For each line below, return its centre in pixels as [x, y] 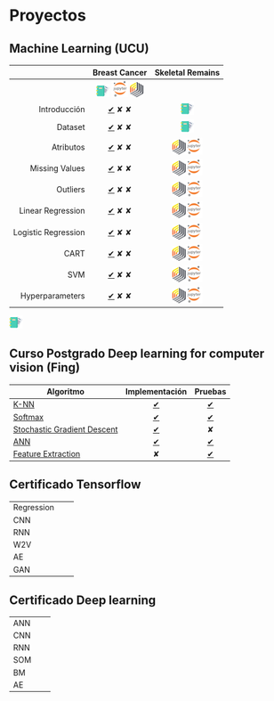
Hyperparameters [53, 296]
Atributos [68, 147]
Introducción [62, 109]
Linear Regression [52, 211]
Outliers [71, 189]
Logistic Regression [49, 232]
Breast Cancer [120, 72]
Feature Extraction [47, 454]
